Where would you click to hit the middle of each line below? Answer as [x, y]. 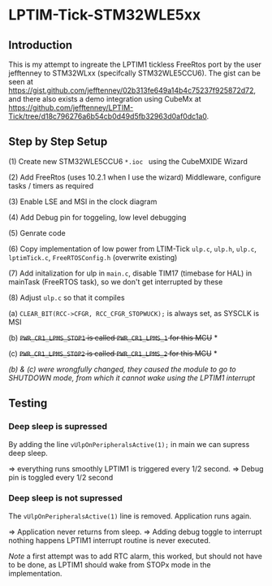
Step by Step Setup [58, 142]
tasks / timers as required [51, 185]
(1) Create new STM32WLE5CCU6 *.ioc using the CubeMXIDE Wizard [128, 161]
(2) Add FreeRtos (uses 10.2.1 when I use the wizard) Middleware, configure [135, 177]
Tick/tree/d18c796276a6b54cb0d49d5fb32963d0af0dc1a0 [108, 116]
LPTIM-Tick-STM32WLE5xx [105, 15]
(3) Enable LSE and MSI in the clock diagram [83, 202]
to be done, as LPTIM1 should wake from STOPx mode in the [110, 564]
